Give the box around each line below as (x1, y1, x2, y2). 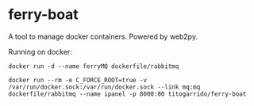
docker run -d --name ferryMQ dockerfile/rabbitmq (8, 62, 179, 70)
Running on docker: (8, 47, 73, 56)
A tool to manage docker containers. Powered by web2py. (8, 32, 198, 41)
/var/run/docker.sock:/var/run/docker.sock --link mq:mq (8, 83, 201, 91)
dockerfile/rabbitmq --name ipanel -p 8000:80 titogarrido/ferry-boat (8, 89, 247, 98)
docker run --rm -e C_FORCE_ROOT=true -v (8, 76, 148, 84)
